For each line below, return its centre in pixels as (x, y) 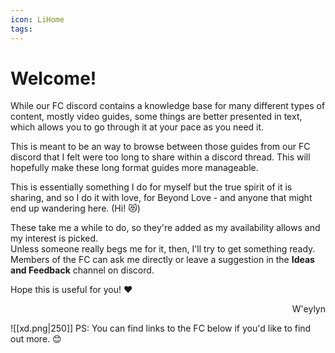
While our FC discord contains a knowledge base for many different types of (168, 106)
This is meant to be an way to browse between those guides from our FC (160, 147)
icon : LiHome (37, 19)
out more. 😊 (36, 339)
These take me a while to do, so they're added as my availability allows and (165, 228)
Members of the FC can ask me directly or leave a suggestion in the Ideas (162, 260)
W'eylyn (308, 309)
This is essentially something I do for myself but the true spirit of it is (151, 187)
